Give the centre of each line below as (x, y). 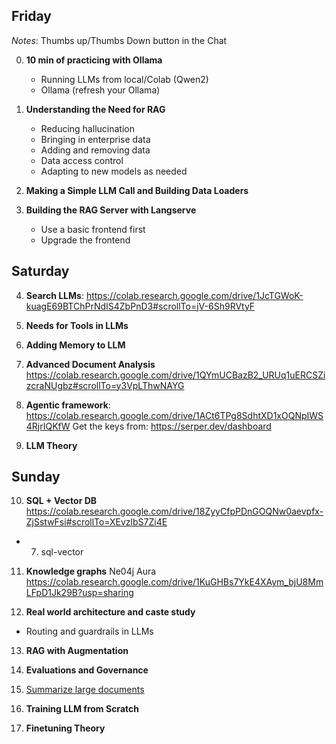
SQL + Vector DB (61, 501)
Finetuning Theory (65, 728)
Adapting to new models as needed (114, 171)
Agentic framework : (68, 405)
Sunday (36, 477)
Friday (31, 16)
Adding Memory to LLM (75, 345)
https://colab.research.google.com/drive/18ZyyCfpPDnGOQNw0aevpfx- (174, 511)
